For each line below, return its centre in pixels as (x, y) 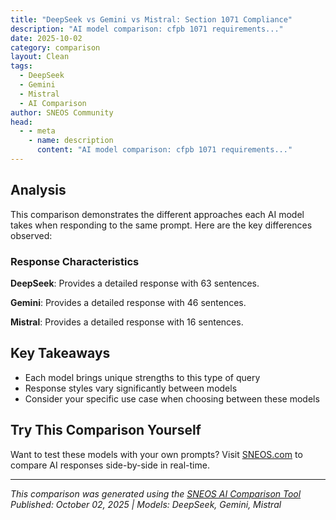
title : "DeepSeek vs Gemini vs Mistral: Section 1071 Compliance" (151, 19)
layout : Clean (40, 57)
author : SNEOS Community (62, 112)
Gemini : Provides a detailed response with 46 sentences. (128, 302)
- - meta (37, 131)
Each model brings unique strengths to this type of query (142, 377)
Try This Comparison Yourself (106, 430)
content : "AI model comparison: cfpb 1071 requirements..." (164, 150)
